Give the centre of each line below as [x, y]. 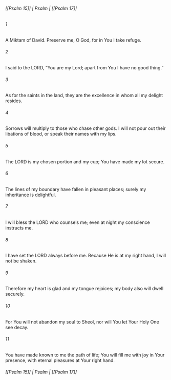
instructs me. [19, 228]
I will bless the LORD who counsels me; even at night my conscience [78, 222]
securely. [15, 294]
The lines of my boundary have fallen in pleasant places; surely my [76, 189]
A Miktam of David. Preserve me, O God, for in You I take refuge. [73, 40]
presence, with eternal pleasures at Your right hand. [60, 360]
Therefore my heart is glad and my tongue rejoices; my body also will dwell [84, 289]
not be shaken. [21, 261]
